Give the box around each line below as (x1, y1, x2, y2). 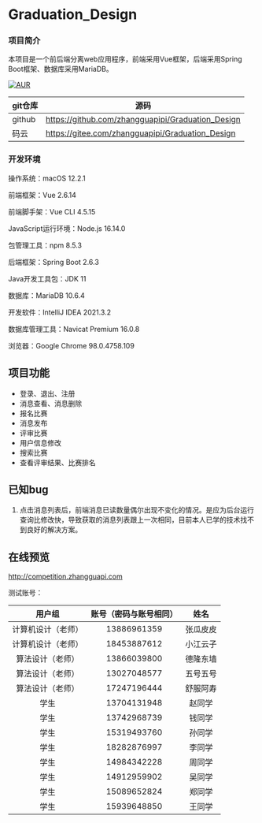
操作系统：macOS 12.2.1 (8, 173, 87, 183)
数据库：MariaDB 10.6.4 (8, 290, 85, 300)
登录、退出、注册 (19, 389, 76, 398)
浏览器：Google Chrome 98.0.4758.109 (8, 341, 135, 350)
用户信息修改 (19, 438, 61, 447)
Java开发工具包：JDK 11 (8, 274, 87, 283)
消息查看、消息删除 (19, 398, 83, 408)
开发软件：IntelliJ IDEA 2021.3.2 (8, 307, 112, 317)
